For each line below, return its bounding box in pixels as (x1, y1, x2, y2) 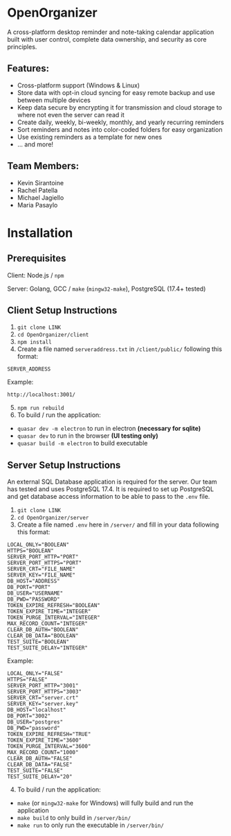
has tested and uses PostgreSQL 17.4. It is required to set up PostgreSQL (7, 485, 214, 493)
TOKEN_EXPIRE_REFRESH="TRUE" (7, 731, 91, 738)
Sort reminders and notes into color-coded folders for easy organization (17, 125, 223, 133)
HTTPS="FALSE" (7, 676, 48, 683)
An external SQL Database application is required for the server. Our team (7, 477, 218, 486)
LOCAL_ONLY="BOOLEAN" (7, 541, 70, 549)
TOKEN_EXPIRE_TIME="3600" (7, 737, 82, 744)
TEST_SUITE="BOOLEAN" (7, 638, 70, 646)
